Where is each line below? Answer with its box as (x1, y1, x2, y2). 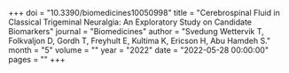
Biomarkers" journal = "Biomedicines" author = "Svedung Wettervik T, (8, 26, 265, 36)
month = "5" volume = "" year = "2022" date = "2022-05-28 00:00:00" (8, 45, 269, 55)
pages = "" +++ (8, 55, 66, 64)
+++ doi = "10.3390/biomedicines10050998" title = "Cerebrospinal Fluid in (8, 8, 281, 18)
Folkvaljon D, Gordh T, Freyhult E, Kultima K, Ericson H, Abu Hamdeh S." (8, 35, 271, 46)
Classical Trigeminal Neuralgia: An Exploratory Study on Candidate (8, 17, 252, 27)
